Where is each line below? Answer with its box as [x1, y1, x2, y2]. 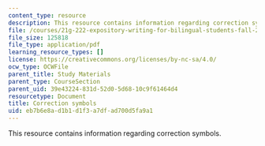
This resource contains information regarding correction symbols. [8, 129, 222, 138]
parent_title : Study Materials [8, 70, 111, 78]
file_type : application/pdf [8, 41, 101, 49]
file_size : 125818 [8, 33, 69, 42]
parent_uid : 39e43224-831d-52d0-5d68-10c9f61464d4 [8, 84, 178, 93]
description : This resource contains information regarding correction [8, 19, 248, 27]
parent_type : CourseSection [8, 77, 101, 85]
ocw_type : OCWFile [8, 63, 69, 71]
